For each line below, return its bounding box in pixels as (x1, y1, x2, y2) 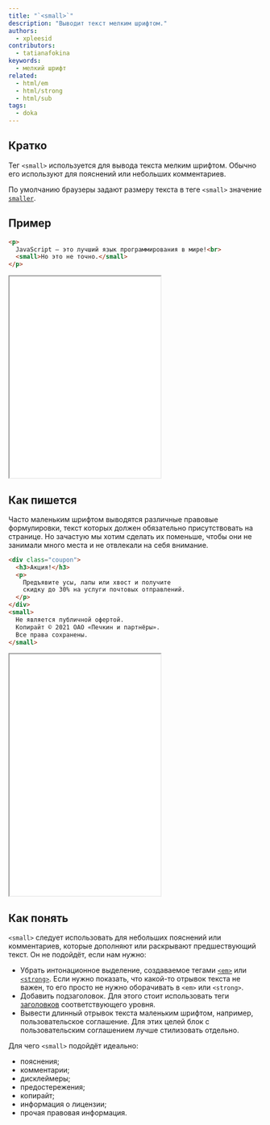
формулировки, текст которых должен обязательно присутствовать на (8, 523, 254, 533)
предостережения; (19, 1082, 86, 1092)
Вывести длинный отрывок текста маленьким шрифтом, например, (19, 1008, 254, 1018)
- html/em (15, 79, 48, 87)
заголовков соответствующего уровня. (19, 1000, 156, 1010)
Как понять (8, 911, 69, 925)
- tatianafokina (15, 49, 70, 57)
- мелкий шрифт (15, 64, 67, 73)
